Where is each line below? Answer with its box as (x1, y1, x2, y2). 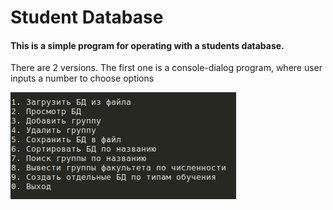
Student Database (10, 6, 164, 29)
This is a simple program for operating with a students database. (10, 39, 285, 51)
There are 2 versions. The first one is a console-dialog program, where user (10, 62, 323, 74)
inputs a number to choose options (10, 72, 155, 85)
